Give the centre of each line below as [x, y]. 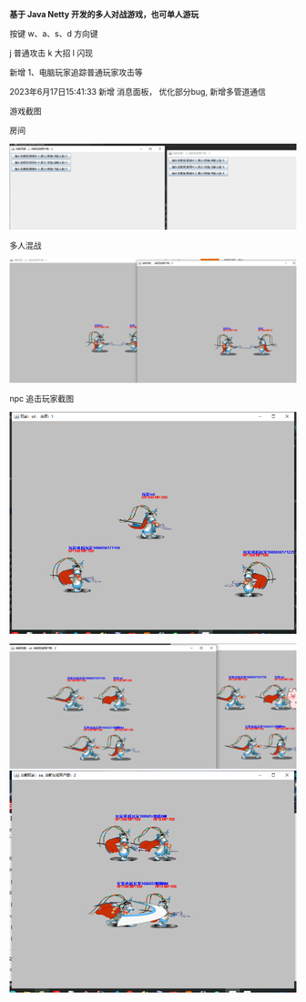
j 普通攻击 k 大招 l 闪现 [51, 53]
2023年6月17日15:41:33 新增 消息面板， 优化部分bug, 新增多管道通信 [138, 92]
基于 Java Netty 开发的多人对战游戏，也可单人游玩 [104, 14]
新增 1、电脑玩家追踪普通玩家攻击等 [76, 72]
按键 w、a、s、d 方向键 [54, 34]
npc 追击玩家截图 [42, 398]
